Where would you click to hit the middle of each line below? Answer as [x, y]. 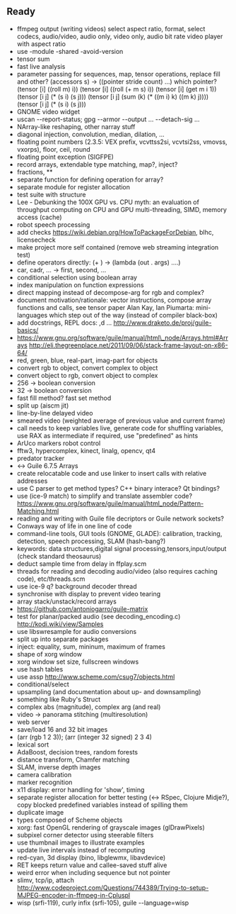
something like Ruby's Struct [58, 699]
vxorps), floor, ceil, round [54, 149]
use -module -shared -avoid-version [70, 51]
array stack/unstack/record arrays [67, 601]
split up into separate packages [63, 639]
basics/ [28, 330]
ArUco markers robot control [59, 443]
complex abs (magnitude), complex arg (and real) [89, 707]
